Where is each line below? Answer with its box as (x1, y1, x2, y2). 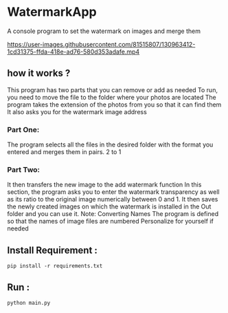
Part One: (7, 125, 40, 134)
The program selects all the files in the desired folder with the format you (7, 140, 214, 149)
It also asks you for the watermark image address (7, 107, 148, 116)
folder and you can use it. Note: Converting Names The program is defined (7, 210, 219, 218)
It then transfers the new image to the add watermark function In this (7, 180, 202, 189)
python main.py (7, 299, 51, 306)
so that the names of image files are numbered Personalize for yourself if (7, 217, 214, 226)
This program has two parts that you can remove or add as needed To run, (7, 85, 218, 94)
